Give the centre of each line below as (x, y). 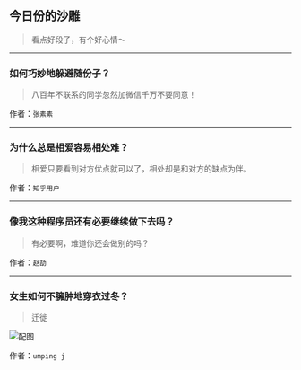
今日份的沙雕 (45, 16)
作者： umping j (37, 356)
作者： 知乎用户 (34, 188)
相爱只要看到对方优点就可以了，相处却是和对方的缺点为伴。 (141, 169)
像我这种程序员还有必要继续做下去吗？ (92, 222)
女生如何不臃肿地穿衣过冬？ (69, 296)
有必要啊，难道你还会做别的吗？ (90, 243)
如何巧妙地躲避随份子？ (60, 73)
